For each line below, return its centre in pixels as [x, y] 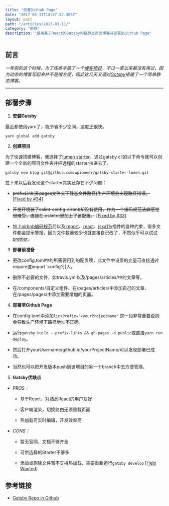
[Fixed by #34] [28, 199]
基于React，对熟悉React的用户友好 [56, 399]
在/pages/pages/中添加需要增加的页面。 [54, 294]
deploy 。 [22, 339]
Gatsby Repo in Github [36, 498]
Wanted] [29, 468]
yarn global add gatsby [30, 136]
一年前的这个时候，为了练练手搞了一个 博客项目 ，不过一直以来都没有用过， [82, 68]
